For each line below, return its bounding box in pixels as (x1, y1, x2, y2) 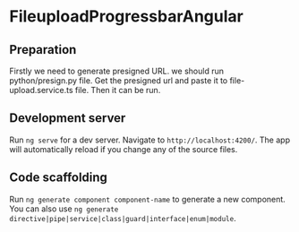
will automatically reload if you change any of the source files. (9, 143, 238, 154)
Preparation (9, 42, 77, 57)
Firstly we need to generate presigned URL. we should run (9, 65, 224, 76)
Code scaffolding (9, 170, 107, 185)
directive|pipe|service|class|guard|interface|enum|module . (9, 212, 236, 223)
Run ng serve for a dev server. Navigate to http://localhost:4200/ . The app (9, 134, 291, 145)
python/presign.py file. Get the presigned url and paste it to (9, 75, 228, 86)
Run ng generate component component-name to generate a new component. (9, 193, 286, 204)
